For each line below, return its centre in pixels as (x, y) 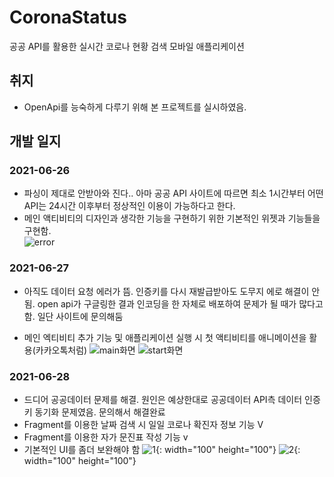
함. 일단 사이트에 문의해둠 (73, 316)
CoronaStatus (68, 17)
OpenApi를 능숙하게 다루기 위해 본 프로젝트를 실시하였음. (135, 107)
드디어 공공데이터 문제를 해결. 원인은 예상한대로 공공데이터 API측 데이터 (163, 400)
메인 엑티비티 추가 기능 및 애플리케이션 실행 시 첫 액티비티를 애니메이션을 (165, 337)
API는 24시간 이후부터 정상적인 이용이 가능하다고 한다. (129, 206)
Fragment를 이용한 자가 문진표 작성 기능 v (106, 437)
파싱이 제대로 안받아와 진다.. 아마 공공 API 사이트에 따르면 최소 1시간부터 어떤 (173, 193)
